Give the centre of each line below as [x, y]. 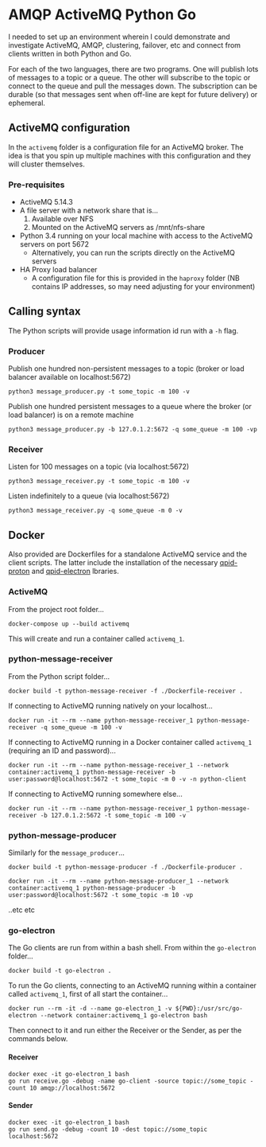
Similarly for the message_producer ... [67, 852]
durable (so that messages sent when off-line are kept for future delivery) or [133, 94]
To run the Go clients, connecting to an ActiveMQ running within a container [132, 985]
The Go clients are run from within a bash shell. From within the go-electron [132, 948]
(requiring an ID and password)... [62, 751]
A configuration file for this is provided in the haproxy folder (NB [135, 278]
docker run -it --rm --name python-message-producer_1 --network [118, 881]
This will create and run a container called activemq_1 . [96, 638]
